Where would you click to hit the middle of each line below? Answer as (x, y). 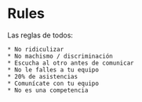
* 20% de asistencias (43, 76)
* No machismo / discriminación (60, 56)
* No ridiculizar (36, 49)
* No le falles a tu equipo (53, 70)
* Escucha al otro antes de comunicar (71, 63)
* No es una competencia (48, 90)
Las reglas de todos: (40, 35)
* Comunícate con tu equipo (53, 83)
